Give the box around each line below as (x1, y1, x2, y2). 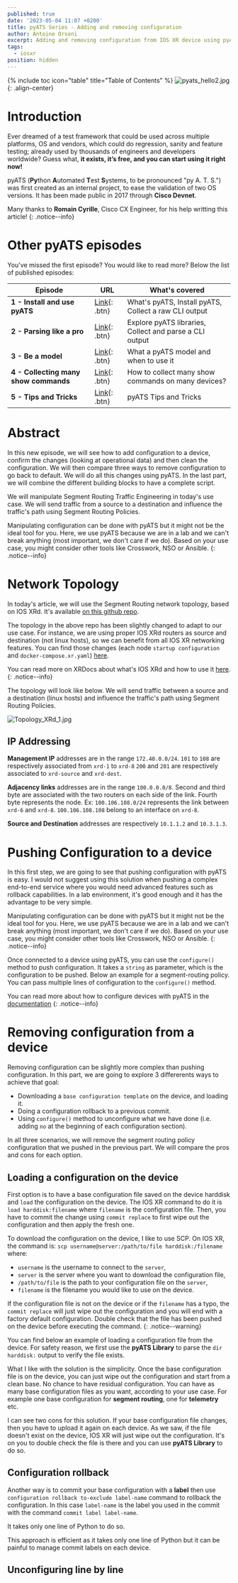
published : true (7, 10, 55, 18)
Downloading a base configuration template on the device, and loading (17, 1092, 229, 1100)
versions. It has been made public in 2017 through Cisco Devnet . (7, 191, 197, 199)
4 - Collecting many (11, 367, 81, 377)
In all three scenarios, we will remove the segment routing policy (7, 1136, 195, 1144)
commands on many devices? (127, 376, 227, 385)
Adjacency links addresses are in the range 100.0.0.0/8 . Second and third (7, 783, 225, 791)
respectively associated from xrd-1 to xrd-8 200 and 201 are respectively (7, 762, 218, 770)
